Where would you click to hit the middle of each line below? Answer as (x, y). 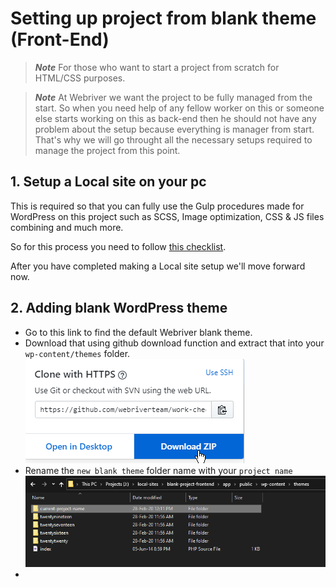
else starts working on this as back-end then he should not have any (175, 118)
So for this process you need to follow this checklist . (118, 246)
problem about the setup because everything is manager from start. (174, 129)
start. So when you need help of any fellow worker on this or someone (179, 108)
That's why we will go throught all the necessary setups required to (173, 139)
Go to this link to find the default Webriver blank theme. (138, 332)
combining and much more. (67, 227)
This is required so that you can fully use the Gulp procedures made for (157, 206)
